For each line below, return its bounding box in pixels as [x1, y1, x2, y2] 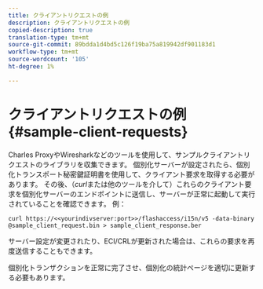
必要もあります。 [14, 273, 70, 282]
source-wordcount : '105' [8, 56, 89, 64]
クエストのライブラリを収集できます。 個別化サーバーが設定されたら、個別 [8, 159, 250, 169]
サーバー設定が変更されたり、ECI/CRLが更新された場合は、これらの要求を [8, 236, 248, 246]
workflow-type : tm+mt [8, 48, 79, 56]
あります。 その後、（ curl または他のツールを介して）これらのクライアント [8, 179, 245, 188]
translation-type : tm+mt [8, 33, 89, 42]
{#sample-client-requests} [8, 123, 188, 141]
